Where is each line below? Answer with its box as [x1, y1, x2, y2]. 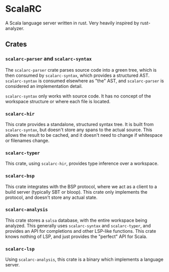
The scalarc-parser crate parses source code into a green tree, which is [5, 67, 157, 73]
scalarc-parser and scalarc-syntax [5, 55, 92, 63]
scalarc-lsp [5, 246, 35, 252]
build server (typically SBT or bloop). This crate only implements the [5, 189, 148, 195]
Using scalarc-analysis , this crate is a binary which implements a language [5, 256, 164, 262]
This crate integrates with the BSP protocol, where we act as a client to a [5, 184, 157, 190]
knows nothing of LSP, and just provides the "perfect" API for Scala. [5, 233, 148, 239]
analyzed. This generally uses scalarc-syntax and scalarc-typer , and [5, 222, 151, 229]
